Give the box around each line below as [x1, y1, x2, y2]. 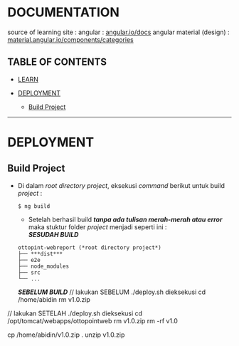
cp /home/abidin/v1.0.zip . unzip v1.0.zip [7, 330, 125, 339]
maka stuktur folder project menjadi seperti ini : [28, 222, 167, 231]
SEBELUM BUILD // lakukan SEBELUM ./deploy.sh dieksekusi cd [17, 288, 206, 296]
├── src [17, 268, 41, 276]
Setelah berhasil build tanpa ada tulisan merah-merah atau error [28, 215, 223, 224]
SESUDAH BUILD [28, 230, 79, 238]
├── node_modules [17, 263, 70, 270]
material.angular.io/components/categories [7, 35, 134, 43]
